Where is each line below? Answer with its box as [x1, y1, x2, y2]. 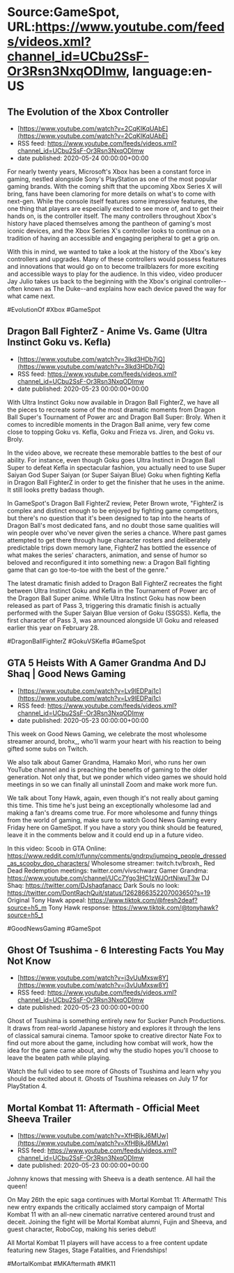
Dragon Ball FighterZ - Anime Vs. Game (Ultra [7, 325, 208, 338]
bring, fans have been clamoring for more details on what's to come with [7, 189, 216, 198]
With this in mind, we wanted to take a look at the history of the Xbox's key [7, 248, 221, 256]
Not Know [7, 955, 52, 967]
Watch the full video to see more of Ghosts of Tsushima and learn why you [7, 1067, 221, 1076]
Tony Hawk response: [48, 903, 111, 912]
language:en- [132, 63, 212, 79]
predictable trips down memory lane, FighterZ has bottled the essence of [7, 543, 217, 552]
